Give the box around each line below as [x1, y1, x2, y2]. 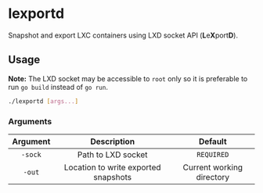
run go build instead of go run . [8, 82, 108, 91]
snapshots [93, 171, 132, 182]
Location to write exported [63, 162, 162, 173]
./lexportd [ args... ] [8, 97, 79, 105]
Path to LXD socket [77, 149, 148, 160]
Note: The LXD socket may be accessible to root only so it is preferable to [8, 73, 248, 83]
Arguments [8, 116, 52, 127]
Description [89, 136, 135, 147]
